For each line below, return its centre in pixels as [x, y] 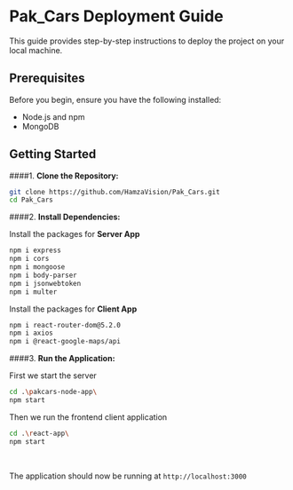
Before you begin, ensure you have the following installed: [115, 99]
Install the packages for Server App [75, 234]
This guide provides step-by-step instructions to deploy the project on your [147, 41]
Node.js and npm [53, 116]
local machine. [36, 50]
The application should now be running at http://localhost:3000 [128, 476]
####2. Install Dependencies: [65, 217]
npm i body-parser [43, 275]
